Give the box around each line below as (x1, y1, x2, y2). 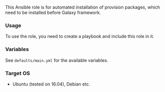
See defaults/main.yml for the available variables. (5, 57, 109, 63)
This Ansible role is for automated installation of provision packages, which (5, 4, 160, 10)
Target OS (5, 69, 30, 76)
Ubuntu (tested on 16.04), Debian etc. (12, 81, 90, 87)
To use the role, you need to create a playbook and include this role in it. (5, 33, 154, 39)
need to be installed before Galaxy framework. (5, 9, 101, 15)
